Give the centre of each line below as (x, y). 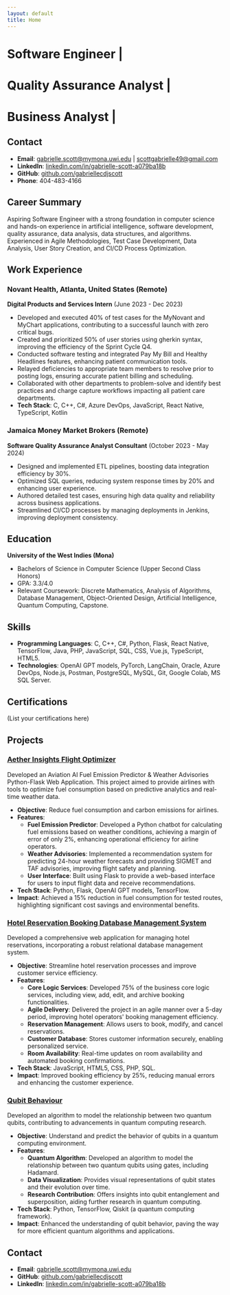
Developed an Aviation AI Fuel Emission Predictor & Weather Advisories (108, 774)
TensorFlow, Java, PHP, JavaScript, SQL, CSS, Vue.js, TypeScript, (110, 651)
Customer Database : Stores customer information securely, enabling (125, 1039)
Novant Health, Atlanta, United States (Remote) (88, 289)
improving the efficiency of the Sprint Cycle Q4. (84, 347)
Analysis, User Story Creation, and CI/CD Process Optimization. (97, 248)
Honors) (29, 576)
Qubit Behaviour (35, 1100)
